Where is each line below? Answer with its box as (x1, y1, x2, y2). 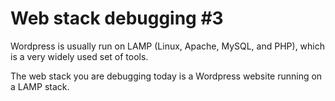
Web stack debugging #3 (10, 7, 224, 30)
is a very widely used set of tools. (10, 50, 149, 62)
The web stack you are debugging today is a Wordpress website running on (10, 70, 323, 82)
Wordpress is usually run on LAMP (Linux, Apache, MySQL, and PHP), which (10, 40, 326, 52)
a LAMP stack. (10, 80, 70, 92)
